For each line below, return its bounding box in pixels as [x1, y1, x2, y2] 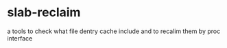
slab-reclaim [7, 5, 81, 20]
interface [7, 34, 33, 42]
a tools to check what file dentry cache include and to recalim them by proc [7, 27, 221, 35]
